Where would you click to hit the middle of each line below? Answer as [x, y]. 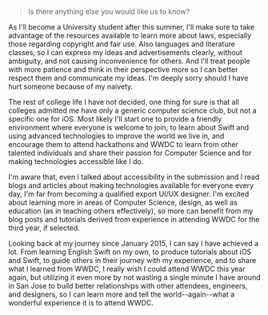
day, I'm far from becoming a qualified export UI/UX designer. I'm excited [129, 194]
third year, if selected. [44, 228]
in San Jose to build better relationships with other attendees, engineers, [128, 286]
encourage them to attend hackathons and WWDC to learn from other [123, 144]
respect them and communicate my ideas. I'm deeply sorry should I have [128, 78]
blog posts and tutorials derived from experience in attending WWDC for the [134, 219]
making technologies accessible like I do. [76, 161]
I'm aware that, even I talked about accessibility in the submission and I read [134, 177]
